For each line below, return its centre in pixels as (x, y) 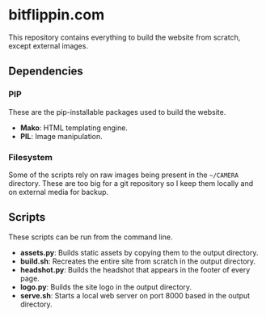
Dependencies (46, 72)
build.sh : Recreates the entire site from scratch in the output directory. (138, 261)
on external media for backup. (59, 192)
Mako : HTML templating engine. (74, 128)
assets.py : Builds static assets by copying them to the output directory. (139, 252)
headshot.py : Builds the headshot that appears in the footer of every (135, 269)
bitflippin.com (57, 15)
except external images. (49, 45)
